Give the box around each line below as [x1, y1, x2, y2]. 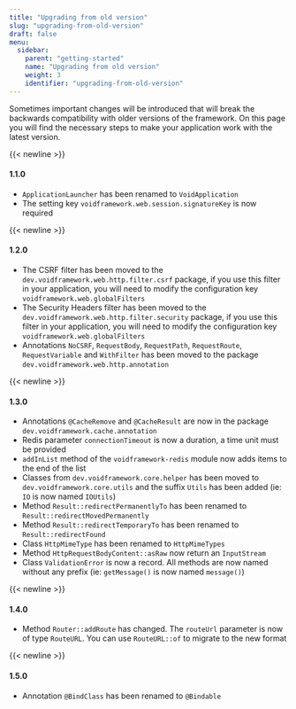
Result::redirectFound [21, 531, 106, 540]
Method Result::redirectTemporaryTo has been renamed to [21, 519, 239, 530]
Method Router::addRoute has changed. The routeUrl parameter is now [21, 624, 284, 635]
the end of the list [21, 463, 87, 474]
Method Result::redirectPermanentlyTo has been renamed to [21, 501, 247, 511]
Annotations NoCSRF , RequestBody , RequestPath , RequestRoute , [21, 340, 243, 351]
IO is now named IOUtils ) [21, 491, 117, 502]
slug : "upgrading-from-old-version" [9, 21, 144, 30]
